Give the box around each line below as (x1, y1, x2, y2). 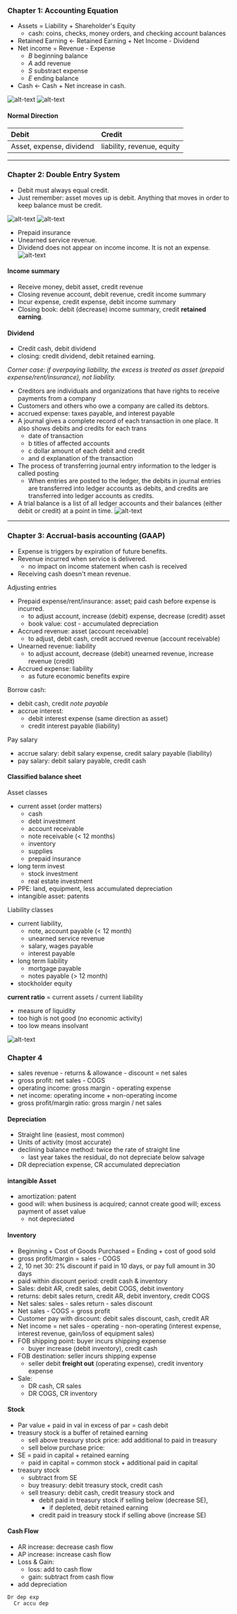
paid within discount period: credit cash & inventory (17, 1276, 168, 1285)
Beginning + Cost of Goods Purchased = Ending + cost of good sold (17, 1246, 216, 1255)
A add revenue (28, 59, 71, 68)
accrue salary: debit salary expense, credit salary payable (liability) (17, 748, 213, 757)
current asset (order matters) (17, 801, 102, 810)
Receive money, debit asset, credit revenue (17, 283, 143, 291)
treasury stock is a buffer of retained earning (17, 1428, 148, 1437)
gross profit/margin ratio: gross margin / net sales (17, 1099, 162, 1107)
